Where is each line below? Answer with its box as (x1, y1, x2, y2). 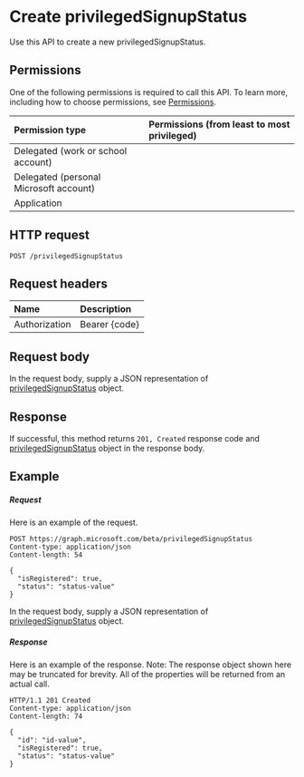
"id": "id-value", (17, 736, 88, 745)
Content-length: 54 (9, 550, 83, 559)
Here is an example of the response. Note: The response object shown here (9, 659, 292, 670)
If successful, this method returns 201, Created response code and (9, 433, 261, 443)
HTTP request (9, 228, 90, 243)
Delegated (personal (14, 170, 101, 183)
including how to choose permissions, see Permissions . (9, 96, 217, 107)
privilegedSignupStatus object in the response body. (9, 442, 205, 453)
